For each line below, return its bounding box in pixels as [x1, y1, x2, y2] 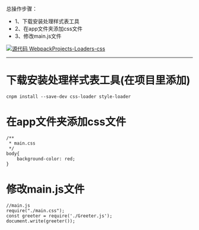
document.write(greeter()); [6, 218, 76, 224]
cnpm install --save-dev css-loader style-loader [6, 94, 131, 100]
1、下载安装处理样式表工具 [14, 18, 80, 25]
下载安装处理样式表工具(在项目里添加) [6, 74, 191, 87]
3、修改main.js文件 [14, 33, 62, 40]
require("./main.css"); [6, 207, 65, 213]
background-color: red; [17, 156, 76, 162]
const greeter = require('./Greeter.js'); [6, 213, 113, 219]
